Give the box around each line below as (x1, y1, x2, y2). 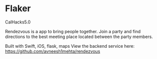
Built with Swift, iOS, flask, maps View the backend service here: (5, 43, 135, 49)
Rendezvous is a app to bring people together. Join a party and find (5, 28, 141, 34)
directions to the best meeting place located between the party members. (5, 34, 153, 39)
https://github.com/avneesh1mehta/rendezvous (5, 48, 100, 54)
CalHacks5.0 (5, 19, 31, 25)
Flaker (5, 3, 31, 14)
